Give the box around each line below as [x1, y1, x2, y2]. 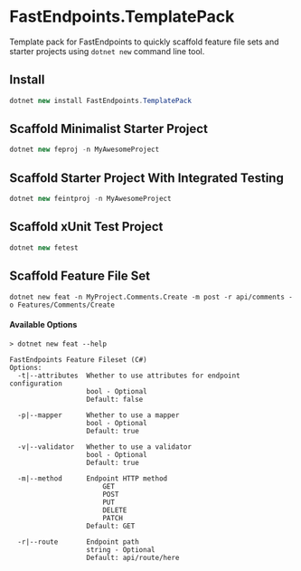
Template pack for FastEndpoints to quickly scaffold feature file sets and [9, 36, 279, 47]
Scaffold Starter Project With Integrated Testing [9, 170, 285, 186]
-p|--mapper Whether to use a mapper [17, 410, 180, 420]
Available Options [9, 319, 78, 330]
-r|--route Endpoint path [17, 537, 140, 547]
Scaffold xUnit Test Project [9, 219, 164, 234]
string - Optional [86, 545, 155, 554]
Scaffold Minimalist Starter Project [9, 121, 208, 137]
